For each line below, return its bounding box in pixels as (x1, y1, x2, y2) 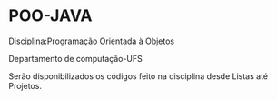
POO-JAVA (8, 5, 93, 26)
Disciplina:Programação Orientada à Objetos (8, 35, 175, 46)
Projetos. (8, 80, 43, 91)
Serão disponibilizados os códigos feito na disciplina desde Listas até (8, 70, 269, 82)
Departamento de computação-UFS (8, 53, 143, 64)
